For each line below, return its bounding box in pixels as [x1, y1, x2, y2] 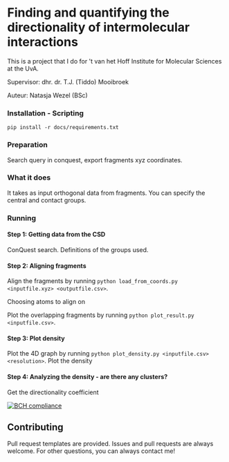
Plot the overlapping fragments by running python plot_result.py [7, 311, 195, 319]
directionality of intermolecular [7, 19, 190, 35]
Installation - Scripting [7, 108, 84, 118]
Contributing [7, 421, 64, 433]
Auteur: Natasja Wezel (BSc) [7, 91, 88, 99]
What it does [7, 173, 51, 182]
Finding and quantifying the [7, 5, 170, 21]
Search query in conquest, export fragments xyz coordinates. [7, 155, 183, 164]
